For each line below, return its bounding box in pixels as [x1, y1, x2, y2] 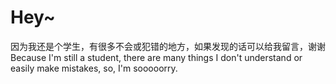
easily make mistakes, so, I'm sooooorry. [10, 62, 178, 74]
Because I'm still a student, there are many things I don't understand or [10, 51, 303, 63]
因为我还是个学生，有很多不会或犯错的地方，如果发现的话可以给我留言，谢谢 [10, 40, 326, 52]
